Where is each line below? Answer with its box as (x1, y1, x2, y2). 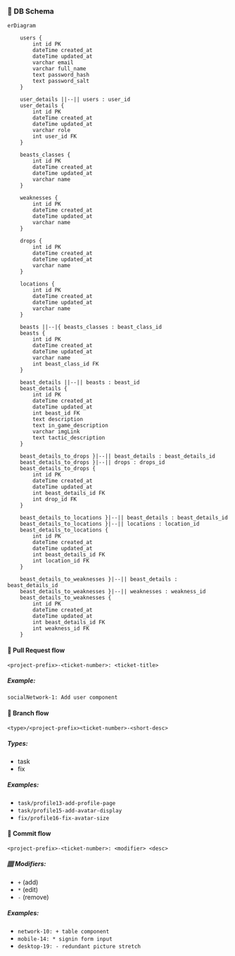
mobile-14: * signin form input (17, 935, 113, 943)
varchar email (32, 59, 74, 66)
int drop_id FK (32, 496, 77, 503)
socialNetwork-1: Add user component (7, 694, 118, 702)
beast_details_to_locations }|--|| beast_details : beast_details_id (20, 515, 229, 522)
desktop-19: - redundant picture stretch (17, 943, 141, 950)
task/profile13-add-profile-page (17, 799, 116, 807)
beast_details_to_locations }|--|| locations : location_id (20, 520, 200, 528)
